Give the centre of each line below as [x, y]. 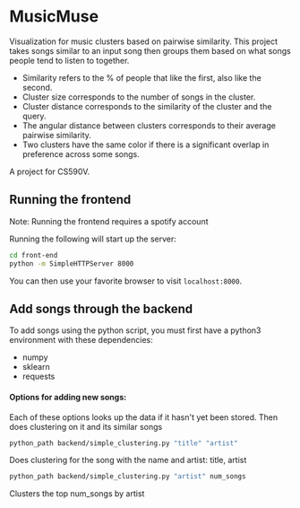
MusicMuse [54, 17]
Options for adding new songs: [68, 397]
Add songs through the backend [101, 308]
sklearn [36, 367]
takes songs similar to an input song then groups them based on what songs [150, 50]
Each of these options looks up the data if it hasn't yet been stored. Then [144, 417]
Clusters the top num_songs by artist [77, 494]
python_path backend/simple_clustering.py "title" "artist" [124, 443]
